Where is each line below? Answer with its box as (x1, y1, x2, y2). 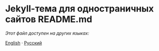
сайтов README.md (5, 13, 93, 25)
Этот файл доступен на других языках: (5, 30, 90, 36)
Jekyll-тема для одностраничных (5, 3, 154, 14)
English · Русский (5, 39, 42, 45)
